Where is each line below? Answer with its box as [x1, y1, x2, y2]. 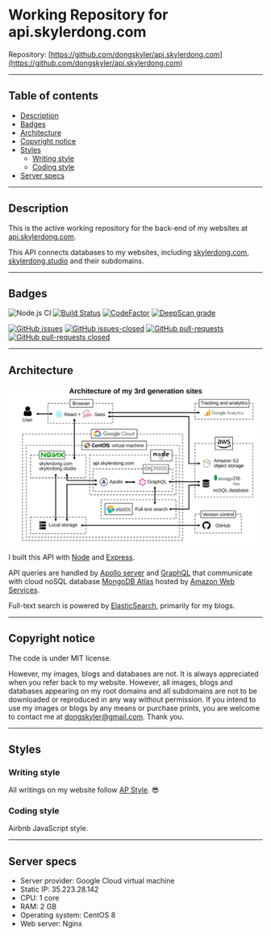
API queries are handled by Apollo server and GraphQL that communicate [8, 568, 252, 577]
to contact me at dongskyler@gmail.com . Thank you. [8, 711, 184, 721]
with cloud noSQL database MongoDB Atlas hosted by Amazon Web [8, 576, 236, 586]
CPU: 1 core [19, 893, 60, 903]
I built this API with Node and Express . [8, 552, 135, 562]
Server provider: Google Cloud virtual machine [19, 876, 175, 886]
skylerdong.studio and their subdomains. [8, 256, 144, 266]
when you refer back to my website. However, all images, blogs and [8, 677, 233, 687]
